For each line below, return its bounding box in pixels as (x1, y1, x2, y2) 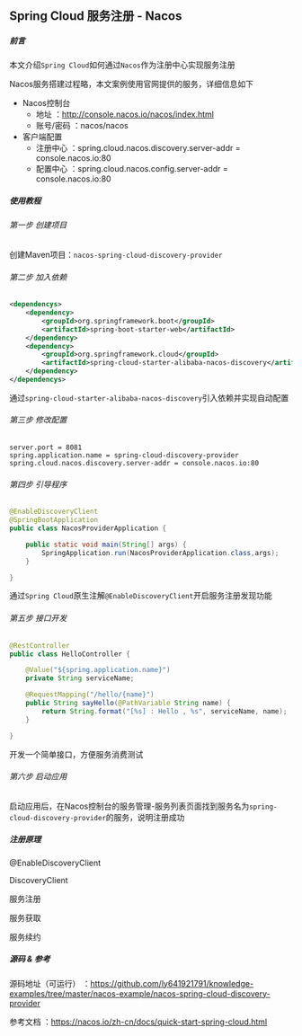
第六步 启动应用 (9, 771, 67, 782)
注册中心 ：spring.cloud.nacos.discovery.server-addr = (35, 143, 241, 154)
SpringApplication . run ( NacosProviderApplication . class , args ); (41, 548, 280, 557)
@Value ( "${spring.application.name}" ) (25, 666, 171, 675)
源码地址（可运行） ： (9, 978, 91, 988)
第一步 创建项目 (9, 219, 67, 231)
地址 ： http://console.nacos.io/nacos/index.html (35, 109, 214, 120)
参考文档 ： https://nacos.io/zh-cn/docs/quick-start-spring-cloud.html (9, 1016, 268, 1027)
